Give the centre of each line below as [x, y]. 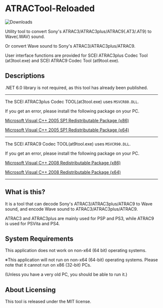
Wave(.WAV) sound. [25, 36]
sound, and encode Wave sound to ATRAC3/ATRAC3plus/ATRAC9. [72, 209]
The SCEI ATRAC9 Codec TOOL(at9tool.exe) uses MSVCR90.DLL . [68, 144]
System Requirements [39, 239]
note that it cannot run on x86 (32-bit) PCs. [48, 265]
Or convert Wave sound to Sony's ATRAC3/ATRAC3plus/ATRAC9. [70, 46]
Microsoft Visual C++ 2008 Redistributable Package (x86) [63, 163]
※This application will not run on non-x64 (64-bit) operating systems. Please [81, 260]
